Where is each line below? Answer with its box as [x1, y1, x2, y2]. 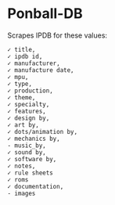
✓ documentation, [7, 182, 64, 190]
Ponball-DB [7, 5, 83, 23]
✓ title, [7, 45, 36, 53]
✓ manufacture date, [7, 66, 75, 74]
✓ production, [7, 87, 54, 95]
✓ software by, [7, 155, 57, 163]
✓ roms [7, 175, 29, 184]
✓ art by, [7, 120, 40, 129]
